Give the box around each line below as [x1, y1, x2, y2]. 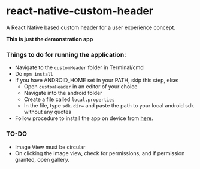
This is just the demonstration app [6, 35, 93, 42]
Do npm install [14, 70, 53, 78]
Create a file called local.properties [23, 96, 115, 103]
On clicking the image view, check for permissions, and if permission [14, 149, 185, 156]
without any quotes [23, 109, 72, 116]
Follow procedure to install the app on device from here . [14, 115, 154, 122]
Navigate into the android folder [23, 90, 103, 97]
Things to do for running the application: [6, 50, 127, 59]
